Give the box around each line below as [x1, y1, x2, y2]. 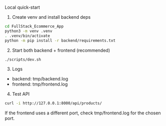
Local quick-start [5, 5, 40, 10]
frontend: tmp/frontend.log [12, 81, 68, 88]
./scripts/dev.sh [5, 57, 41, 62]
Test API [12, 91, 30, 97]
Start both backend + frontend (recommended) [12, 47, 110, 53]
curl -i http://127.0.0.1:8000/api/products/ [5, 101, 102, 106]
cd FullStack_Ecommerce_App [5, 24, 64, 29]
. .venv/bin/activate [5, 33, 50, 38]
